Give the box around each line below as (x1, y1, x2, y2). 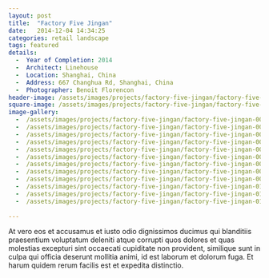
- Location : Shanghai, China (15, 71, 116, 79)
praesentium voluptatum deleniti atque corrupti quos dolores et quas (8, 235, 235, 244)
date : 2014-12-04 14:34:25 (8, 26, 106, 34)
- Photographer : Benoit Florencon (15, 85, 134, 94)
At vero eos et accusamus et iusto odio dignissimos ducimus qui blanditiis (8, 227, 252, 236)
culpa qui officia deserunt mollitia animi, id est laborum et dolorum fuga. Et (8, 252, 254, 262)
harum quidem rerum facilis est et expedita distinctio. (8, 260, 184, 270)
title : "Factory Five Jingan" (8, 19, 113, 27)
